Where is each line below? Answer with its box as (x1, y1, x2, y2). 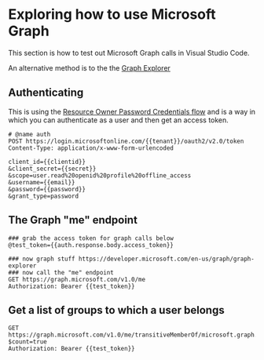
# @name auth (8, 130, 51, 138)
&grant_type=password (8, 192, 79, 200)
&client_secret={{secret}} (8, 165, 97, 173)
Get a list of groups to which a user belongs (8, 304, 225, 317)
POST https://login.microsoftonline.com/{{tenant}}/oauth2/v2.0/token (8, 137, 244, 145)
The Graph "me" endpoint (8, 213, 137, 227)
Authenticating (8, 86, 84, 100)
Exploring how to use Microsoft (8, 5, 216, 24)
